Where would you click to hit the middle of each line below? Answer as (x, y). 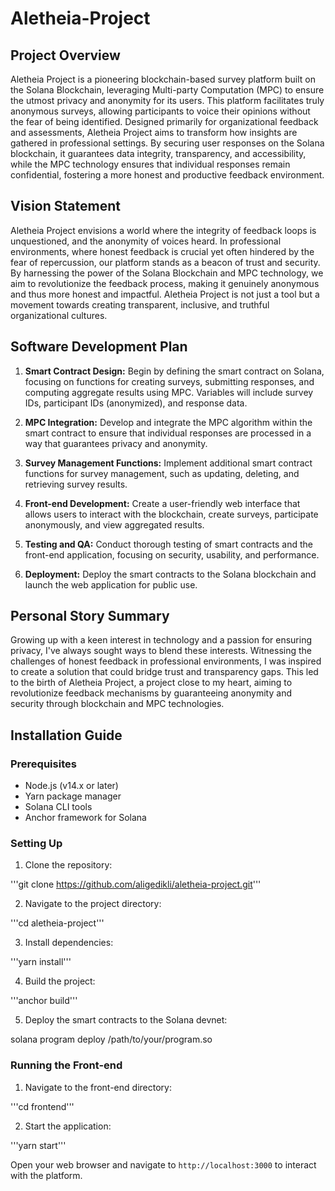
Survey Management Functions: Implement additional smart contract (168, 463)
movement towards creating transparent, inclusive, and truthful (140, 304)
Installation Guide (66, 735)
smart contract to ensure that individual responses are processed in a (168, 433)
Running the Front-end (66, 1065)
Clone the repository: (68, 865)
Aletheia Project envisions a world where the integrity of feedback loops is (163, 230)
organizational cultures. (59, 315)
